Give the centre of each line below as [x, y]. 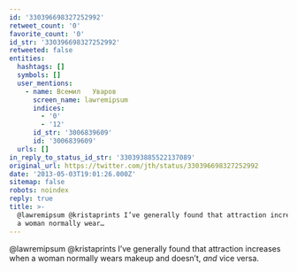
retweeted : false [41, 51]
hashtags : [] [41, 67]
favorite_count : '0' [47, 34]
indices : [49, 108]
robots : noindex [39, 190]
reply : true [31, 199]
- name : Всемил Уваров [71, 91]
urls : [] [33, 149]
